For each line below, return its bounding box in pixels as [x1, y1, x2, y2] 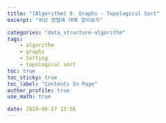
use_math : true [7, 93, 51, 100]
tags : [7, 35, 23, 42]
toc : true [7, 67, 36, 75]
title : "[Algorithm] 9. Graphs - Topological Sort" [7, 10, 160, 17]
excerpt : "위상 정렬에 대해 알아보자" [7, 17, 103, 23]
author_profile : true [7, 87, 70, 94]
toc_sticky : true [7, 74, 58, 81]
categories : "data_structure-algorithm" [7, 29, 126, 36]
